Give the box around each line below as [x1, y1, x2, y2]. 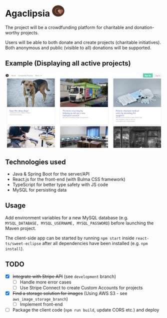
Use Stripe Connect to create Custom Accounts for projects [19, 284, 143, 290]
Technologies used [5, 157, 66, 166]
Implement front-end [19, 301, 63, 307]
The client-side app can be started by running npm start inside [5, 235, 135, 241]
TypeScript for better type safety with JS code [12, 181, 108, 187]
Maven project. [5, 225, 36, 231]
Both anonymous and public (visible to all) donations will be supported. [5, 44, 151, 50]
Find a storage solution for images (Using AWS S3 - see [12, 290, 127, 296]
